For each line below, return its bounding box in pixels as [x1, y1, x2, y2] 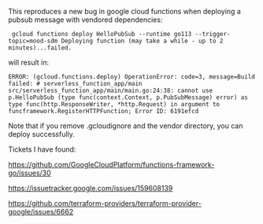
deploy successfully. [8, 130, 75, 138]
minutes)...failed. [8, 44, 72, 52]
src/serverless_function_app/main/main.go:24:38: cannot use [8, 86, 213, 94]
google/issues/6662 [8, 207, 74, 216]
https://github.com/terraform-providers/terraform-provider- [8, 199, 202, 207]
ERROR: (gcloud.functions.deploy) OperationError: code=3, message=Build [8, 73, 256, 81]
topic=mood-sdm [8, 37, 58, 45]
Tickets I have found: [8, 145, 76, 154]
